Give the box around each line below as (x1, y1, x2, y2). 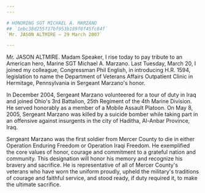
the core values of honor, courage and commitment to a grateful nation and (6, 148, 196, 156)
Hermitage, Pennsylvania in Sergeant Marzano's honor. (6, 79, 146, 87)
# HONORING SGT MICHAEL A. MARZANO (6, 20, 97, 26)
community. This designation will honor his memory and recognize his (6, 155, 183, 162)
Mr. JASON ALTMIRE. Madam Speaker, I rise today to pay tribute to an (6, 53, 182, 61)
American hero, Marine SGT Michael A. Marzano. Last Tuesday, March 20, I (6, 60, 196, 67)
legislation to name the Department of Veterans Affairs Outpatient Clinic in (6, 73, 193, 80)
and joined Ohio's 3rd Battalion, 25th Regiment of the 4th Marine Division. (6, 98, 192, 105)
